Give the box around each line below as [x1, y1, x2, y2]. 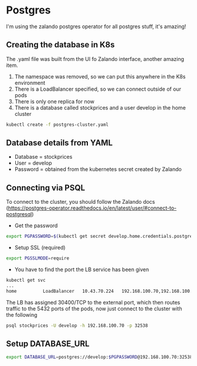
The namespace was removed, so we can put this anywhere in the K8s [14, 73, 186, 80]
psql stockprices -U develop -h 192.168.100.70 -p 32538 [6, 323, 148, 329]
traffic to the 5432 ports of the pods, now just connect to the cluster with [6, 305, 182, 312]
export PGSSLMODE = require [6, 255, 69, 261]
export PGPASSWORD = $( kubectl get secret [6, 234, 107, 240]
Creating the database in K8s [6, 40, 116, 50]
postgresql [6, 211, 32, 218]
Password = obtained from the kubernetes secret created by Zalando [14, 166, 182, 173]
